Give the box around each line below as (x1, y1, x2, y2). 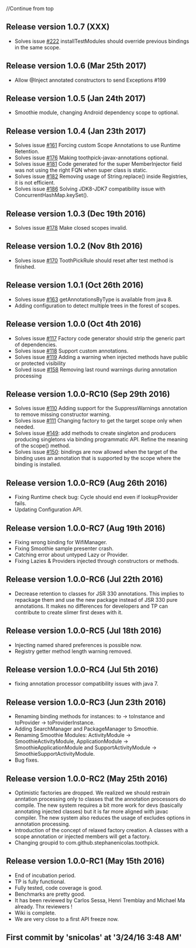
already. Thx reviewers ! (14, 903, 73, 910)
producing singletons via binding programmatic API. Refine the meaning (14, 436, 188, 443)
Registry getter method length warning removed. (14, 648, 132, 655)
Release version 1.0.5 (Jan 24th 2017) (6, 93, 146, 103)
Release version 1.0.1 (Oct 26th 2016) (6, 280, 144, 290)
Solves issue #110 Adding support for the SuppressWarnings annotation (14, 405, 187, 412)
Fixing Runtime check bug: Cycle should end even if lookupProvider (14, 494, 178, 501)
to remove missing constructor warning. (14, 411, 111, 418)
